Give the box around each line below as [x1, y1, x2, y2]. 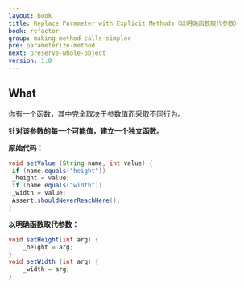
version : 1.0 [8, 57, 52, 65]
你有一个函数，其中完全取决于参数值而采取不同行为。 [8, 109, 185, 118]
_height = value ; [11, 174, 70, 182]
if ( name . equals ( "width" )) [11, 182, 103, 190]
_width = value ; [11, 189, 67, 197]
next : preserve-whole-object [8, 49, 106, 57]
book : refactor [8, 27, 60, 35]
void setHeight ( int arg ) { [8, 235, 99, 244]
